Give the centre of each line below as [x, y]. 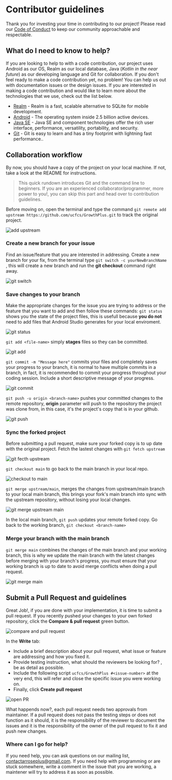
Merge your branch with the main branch [58, 539]
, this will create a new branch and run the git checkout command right [81, 265]
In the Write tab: [23, 641]
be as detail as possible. [39, 667]
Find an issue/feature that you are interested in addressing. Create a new [83, 254]
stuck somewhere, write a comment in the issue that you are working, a [81, 766]
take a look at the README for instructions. [51, 173]
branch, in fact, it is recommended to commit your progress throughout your [86, 373]
